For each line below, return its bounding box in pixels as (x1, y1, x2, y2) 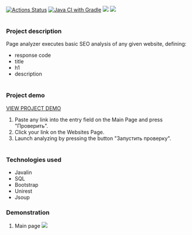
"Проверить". (14, 122, 49, 129)
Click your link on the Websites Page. (14, 128, 105, 135)
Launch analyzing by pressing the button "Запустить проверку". (14, 135, 172, 142)
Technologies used (6, 155, 61, 164)
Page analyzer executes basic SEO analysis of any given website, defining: (6, 40, 187, 47)
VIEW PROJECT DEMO (6, 104, 61, 111)
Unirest (14, 188, 33, 195)
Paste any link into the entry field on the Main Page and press (14, 116, 163, 123)
